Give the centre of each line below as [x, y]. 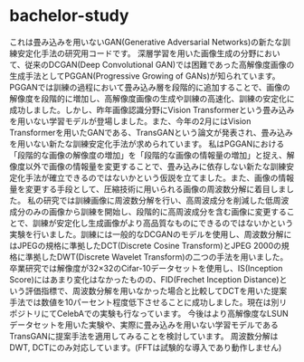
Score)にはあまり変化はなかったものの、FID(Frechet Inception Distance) [144, 279]
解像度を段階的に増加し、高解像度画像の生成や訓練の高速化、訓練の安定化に [152, 98]
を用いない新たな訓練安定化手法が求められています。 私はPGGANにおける [147, 143]
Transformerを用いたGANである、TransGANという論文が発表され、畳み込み [152, 132]
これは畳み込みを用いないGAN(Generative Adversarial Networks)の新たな [146, 42]
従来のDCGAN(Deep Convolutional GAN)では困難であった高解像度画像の [160, 64]
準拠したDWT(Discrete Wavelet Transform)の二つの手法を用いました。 [157, 257]
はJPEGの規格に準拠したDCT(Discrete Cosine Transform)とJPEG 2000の [146, 245]
